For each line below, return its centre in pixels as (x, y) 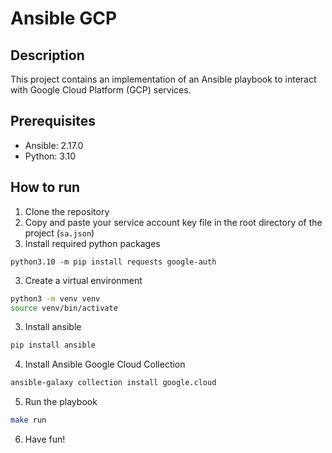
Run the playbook (61, 402)
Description (47, 55)
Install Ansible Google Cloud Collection (105, 364)
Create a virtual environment (83, 280)
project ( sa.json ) (59, 233)
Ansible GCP (64, 18)
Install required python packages (92, 243)
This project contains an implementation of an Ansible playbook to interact (163, 79)
